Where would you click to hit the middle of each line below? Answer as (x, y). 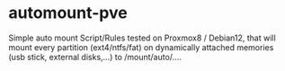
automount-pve (68, 13)
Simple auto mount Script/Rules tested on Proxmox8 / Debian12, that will (142, 38)
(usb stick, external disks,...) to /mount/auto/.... (95, 57)
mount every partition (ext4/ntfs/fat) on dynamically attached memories (141, 47)
